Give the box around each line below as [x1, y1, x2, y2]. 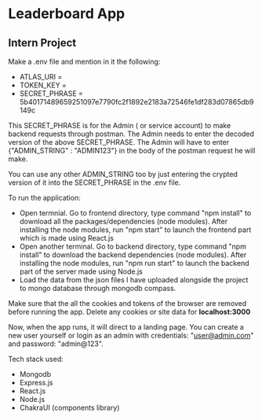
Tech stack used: [8, 355, 64, 363]
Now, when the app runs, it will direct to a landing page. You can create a [8, 322, 245, 331]
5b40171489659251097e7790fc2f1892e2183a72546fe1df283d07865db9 [19, 98, 254, 106]
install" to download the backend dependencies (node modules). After [19, 250, 247, 260]
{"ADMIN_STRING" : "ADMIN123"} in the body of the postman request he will [8, 146, 256, 155]
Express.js [19, 378, 53, 387]
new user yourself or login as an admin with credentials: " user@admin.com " [8, 331, 254, 340]
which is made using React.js [19, 234, 114, 242]
